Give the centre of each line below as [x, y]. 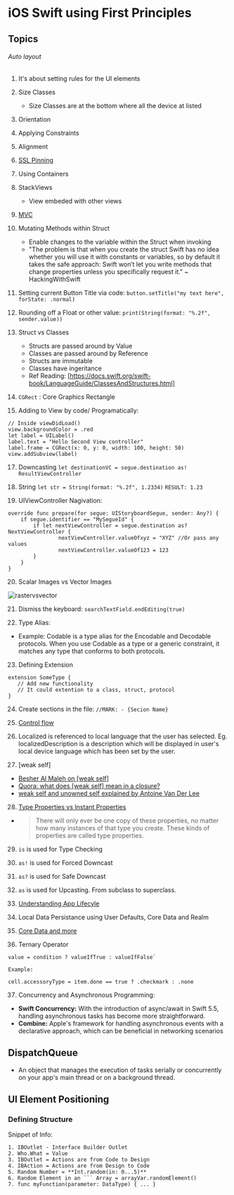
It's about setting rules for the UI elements [79, 78]
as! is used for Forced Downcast [65, 863]
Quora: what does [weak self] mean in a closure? [89, 785]
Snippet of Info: [31, 1135]
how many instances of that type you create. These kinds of [123, 828]
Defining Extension [45, 665]
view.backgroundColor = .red [51, 429]
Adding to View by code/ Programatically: [78, 410]
